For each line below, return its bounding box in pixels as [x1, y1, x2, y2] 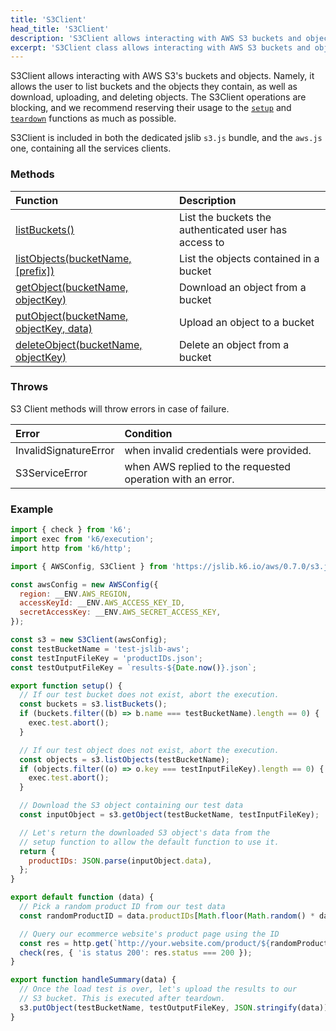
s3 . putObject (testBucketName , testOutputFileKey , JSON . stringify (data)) [19, 1002, 329, 1013]
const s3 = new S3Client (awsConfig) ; [10, 635, 168, 645]
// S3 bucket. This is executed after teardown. [19, 994, 226, 1004]
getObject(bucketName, [15, 280, 129, 294]
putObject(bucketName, [15, 309, 129, 323]
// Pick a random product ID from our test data [19, 902, 226, 912]
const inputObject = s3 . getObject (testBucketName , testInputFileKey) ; [19, 810, 320, 820]
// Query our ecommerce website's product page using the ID [19, 929, 280, 939]
